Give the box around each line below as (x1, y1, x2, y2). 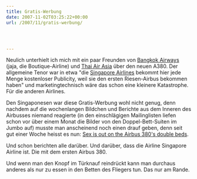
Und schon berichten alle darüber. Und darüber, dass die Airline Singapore (6, 142, 187, 149)
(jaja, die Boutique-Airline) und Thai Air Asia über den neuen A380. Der (6, 63, 178, 70)
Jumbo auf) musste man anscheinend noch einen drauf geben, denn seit (6, 125, 183, 132)
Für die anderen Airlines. (6, 88, 66, 95)
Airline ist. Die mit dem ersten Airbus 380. (6, 148, 108, 155)
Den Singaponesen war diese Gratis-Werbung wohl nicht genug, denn (6, 99, 176, 106)
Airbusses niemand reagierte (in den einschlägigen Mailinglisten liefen (6, 112, 176, 119)
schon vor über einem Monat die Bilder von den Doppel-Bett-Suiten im (6, 118, 178, 125)
